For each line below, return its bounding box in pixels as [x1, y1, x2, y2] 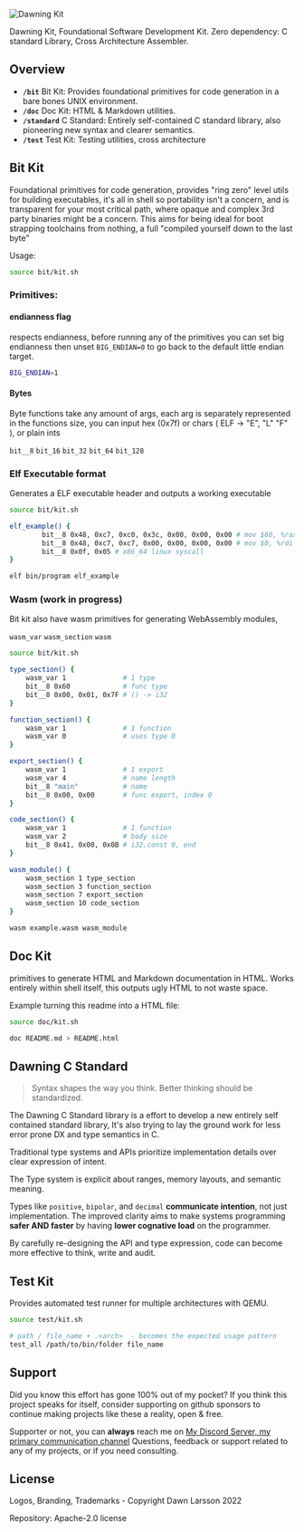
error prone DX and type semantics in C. [9, 1129, 160, 1140]
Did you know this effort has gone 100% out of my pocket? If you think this [9, 1389, 288, 1400]
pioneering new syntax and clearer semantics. [22, 124, 195, 135]
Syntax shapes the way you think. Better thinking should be [31, 1083, 253, 1094]
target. [9, 350, 34, 361]
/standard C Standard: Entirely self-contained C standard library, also [22, 114, 281, 126]
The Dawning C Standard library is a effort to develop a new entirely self [9, 1110, 279, 1121]
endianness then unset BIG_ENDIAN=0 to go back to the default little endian [9, 340, 284, 352]
